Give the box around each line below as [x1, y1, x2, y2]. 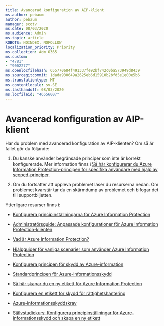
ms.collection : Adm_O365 [5, 49, 57, 54]
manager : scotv [5, 21, 37, 27]
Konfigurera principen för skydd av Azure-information [12, 261, 124, 267]
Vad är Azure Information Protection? [12, 236, 89, 242]
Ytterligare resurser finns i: [5, 202, 61, 208]
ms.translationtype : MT [5, 77, 55, 83]
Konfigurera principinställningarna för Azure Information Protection [12, 212, 151, 218]
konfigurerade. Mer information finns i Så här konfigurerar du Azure [12, 161, 152, 167]
